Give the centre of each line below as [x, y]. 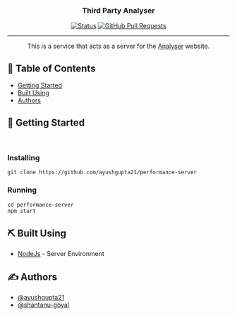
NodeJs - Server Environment [61, 254]
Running [22, 190]
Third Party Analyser [119, 11]
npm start [22, 211]
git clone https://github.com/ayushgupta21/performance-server [102, 172]
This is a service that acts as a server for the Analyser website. [119, 46]
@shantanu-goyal [43, 305]
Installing [24, 157]
